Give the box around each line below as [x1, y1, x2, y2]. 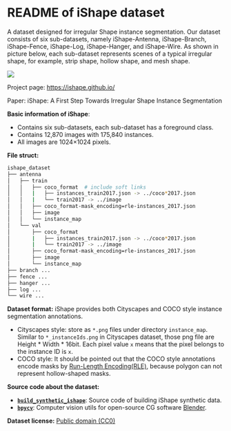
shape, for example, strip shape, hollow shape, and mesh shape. [7, 56, 191, 65]
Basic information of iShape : [7, 109, 90, 118]
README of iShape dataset [7, 5, 165, 21]
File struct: [7, 151, 39, 159]
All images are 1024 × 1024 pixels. [17, 138, 112, 146]
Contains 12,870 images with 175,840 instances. [17, 130, 154, 138]
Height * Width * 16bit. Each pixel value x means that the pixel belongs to [17, 340, 225, 348]
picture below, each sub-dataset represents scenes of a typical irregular [7, 50, 212, 58]
